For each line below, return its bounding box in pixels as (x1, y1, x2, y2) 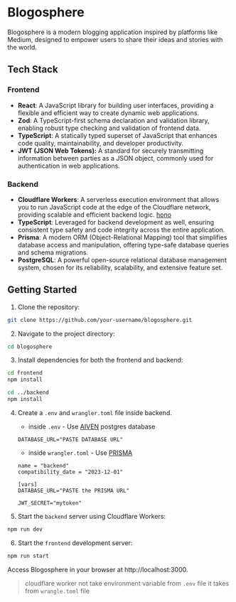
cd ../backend (7, 389, 50, 397)
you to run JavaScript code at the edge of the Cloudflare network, (17, 203, 211, 211)
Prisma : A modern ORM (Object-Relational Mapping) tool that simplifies (17, 232, 227, 242)
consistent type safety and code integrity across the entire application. (17, 225, 225, 234)
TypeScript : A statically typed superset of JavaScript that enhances (17, 131, 218, 139)
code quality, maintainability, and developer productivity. (17, 139, 183, 147)
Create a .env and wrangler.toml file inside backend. (17, 408, 172, 416)
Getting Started (7, 284, 77, 296)
